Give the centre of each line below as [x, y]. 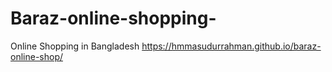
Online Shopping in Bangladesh [75, 46]
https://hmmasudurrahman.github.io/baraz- [231, 46]
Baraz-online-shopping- [113, 18]
